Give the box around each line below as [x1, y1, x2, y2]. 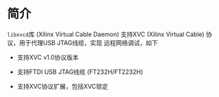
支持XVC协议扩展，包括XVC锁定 [16, 82, 108, 90]
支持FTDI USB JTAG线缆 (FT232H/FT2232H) [16, 68, 144, 76]
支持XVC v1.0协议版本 [16, 53, 79, 61]
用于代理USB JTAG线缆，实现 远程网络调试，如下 [18, 38, 158, 46]
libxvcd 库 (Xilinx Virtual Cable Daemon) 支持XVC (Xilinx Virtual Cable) [7, 30, 205, 38]
